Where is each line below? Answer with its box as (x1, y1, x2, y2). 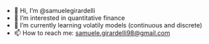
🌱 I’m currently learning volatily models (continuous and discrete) (13, 21, 203, 29)
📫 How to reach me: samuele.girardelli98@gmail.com (13, 29, 170, 37)
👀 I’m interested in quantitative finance (13, 14, 126, 22)
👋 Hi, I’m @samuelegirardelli (13, 7, 96, 14)
